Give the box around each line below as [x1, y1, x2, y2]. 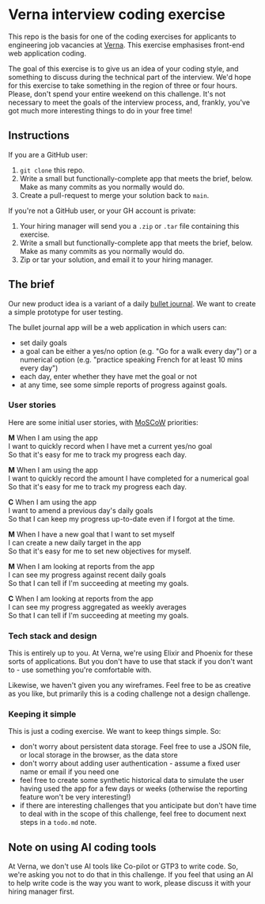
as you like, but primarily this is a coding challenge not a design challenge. [8, 689, 251, 698]
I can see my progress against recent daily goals [8, 570, 166, 579]
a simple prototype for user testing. [8, 307, 123, 317]
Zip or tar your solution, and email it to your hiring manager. [19, 255, 214, 264]
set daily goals [19, 338, 67, 348]
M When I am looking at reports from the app [8, 561, 155, 571]
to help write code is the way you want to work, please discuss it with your [8, 879, 252, 888]
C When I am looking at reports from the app [8, 594, 154, 603]
